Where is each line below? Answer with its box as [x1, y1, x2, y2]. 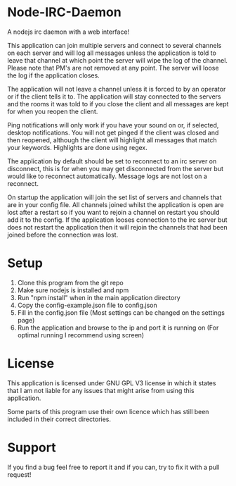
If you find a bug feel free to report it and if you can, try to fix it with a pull [7, 463, 220, 471]
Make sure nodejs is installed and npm [17, 286, 129, 294]
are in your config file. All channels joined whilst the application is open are [7, 200, 224, 208]
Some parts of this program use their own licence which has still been [7, 407, 209, 416]
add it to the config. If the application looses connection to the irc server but [7, 216, 228, 224]
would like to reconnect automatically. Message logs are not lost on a [7, 172, 207, 180]
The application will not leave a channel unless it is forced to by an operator [7, 85, 226, 93]
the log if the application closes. [7, 71, 100, 80]
